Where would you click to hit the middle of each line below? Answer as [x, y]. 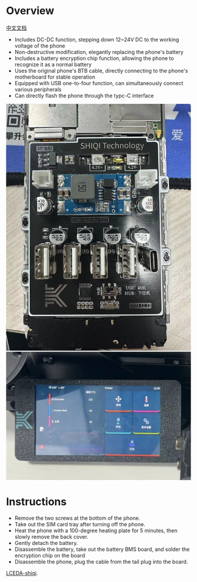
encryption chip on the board [50, 556]
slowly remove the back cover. [52, 537]
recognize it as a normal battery [53, 64]
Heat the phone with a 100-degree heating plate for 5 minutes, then [96, 531]
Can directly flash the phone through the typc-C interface [84, 96]
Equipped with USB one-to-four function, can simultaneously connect [99, 83]
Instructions [36, 502]
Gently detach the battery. [46, 543]
